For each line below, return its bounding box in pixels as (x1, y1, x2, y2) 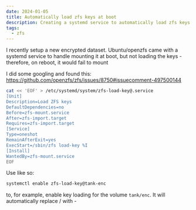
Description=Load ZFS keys (6, 99, 72, 104)
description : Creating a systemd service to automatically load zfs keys (6, 19, 191, 25)
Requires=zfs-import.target (6, 121, 75, 127)
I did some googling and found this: (6, 70, 92, 77)
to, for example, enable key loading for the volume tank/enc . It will (6, 191, 165, 198)
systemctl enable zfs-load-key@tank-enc (6, 181, 107, 187)
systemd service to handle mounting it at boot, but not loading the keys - (6, 53, 182, 60)
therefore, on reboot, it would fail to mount (6, 59, 109, 66)
